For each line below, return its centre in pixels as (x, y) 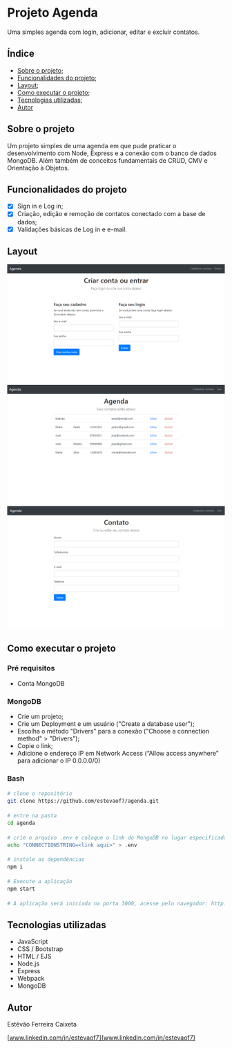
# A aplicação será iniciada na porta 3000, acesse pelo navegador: (108, 903)
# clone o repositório (40, 794)
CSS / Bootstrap (40, 949)
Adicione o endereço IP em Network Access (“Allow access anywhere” (118, 754)
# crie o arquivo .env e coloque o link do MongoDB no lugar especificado (117, 837)
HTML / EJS (34, 957)
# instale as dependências (46, 860)
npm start (21, 889)
